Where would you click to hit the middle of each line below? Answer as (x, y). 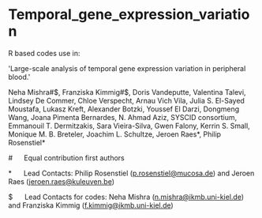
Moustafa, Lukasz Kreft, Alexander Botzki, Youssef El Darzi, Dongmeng (124, 109)
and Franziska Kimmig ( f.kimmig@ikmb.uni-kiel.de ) (91, 205)
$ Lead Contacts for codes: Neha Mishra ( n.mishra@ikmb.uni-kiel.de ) (126, 197)
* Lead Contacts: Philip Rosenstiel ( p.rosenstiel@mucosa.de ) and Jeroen (131, 173)
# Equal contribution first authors (66, 158)
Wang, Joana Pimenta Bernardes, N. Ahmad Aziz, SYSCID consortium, (123, 117)
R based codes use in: (44, 53)
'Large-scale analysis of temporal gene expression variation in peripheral (127, 68)
